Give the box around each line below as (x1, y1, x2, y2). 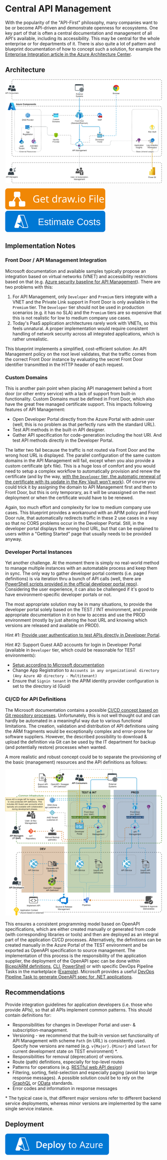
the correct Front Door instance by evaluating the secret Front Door (5, 356, 143, 362)
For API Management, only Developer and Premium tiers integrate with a (12, 294, 157, 300)
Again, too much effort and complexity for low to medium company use (5, 504, 151, 510)
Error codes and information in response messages (12, 1085, 118, 1091)
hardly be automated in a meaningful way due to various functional (5, 717, 142, 723)
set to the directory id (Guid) (12, 683, 71, 689)
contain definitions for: (5, 1012, 52, 1018)
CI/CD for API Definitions (5, 696, 66, 703)
